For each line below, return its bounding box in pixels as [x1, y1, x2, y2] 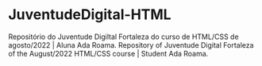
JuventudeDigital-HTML [8, 6, 172, 24]
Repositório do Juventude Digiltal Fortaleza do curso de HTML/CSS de [8, 32, 240, 41]
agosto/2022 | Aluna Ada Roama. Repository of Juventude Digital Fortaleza [8, 40, 254, 49]
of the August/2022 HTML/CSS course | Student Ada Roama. [8, 49, 209, 58]
